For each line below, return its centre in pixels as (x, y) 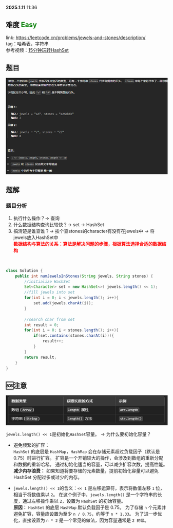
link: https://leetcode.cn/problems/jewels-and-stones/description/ (76, 38)
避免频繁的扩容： (31, 445)
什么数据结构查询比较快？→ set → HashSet (59, 224)
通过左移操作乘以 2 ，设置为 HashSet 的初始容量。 (74, 501)
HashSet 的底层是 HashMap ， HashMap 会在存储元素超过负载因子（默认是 (86, 451)
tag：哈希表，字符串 (27, 44)
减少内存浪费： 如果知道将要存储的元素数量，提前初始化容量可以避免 (86, 471)
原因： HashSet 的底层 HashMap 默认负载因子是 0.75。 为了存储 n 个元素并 (90, 507)
